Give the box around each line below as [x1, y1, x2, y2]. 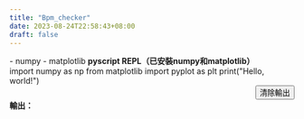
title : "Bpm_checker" [9, 13, 91, 23]
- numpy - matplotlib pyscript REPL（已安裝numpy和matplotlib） [9, 56, 255, 67]
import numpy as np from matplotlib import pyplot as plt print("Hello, [9, 66, 265, 77]
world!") [9, 76, 40, 87]
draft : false [9, 30, 59, 39]
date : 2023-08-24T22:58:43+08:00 [9, 22, 136, 31]
